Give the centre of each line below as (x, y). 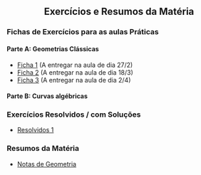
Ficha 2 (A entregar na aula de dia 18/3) (75, 72)
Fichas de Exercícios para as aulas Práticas (83, 32)
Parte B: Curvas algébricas (47, 96)
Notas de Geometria (46, 164)
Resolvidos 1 (35, 130)
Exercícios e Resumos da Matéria (119, 12)
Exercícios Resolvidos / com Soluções (74, 115)
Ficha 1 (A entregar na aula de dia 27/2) (75, 65)
